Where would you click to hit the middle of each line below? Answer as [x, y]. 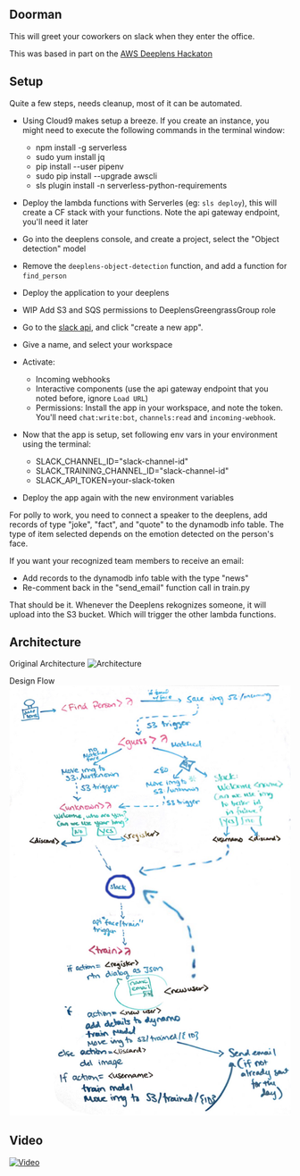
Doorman [36, 15]
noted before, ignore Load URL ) [92, 398]
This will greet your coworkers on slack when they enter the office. [132, 36]
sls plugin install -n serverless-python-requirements [131, 185]
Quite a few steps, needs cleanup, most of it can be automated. [126, 103]
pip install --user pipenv [79, 166]
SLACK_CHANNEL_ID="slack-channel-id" [112, 461]
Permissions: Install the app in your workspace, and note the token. [159, 407]
